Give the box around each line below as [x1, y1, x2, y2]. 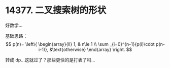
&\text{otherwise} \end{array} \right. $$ [49, 46, 132, 52]
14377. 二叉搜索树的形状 [5, 5, 107, 16]
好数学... [5, 22, 23, 28]
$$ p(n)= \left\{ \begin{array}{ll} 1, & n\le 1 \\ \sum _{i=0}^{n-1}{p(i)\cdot [5, 41, 155, 47]
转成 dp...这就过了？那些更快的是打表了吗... [5, 56, 95, 63]
